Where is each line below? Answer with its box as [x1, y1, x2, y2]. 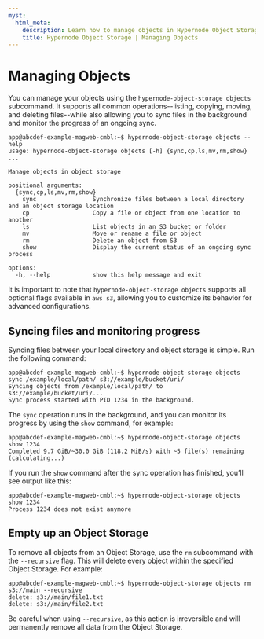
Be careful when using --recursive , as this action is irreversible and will [8, 614, 240, 623]
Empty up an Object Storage [8, 527, 149, 540]
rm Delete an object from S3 [22, 237, 178, 244]
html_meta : [15, 19, 51, 27]
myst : [8, 11, 26, 20]
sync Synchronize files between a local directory [22, 196, 244, 204]
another [8, 216, 34, 224]
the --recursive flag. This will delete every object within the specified [8, 556, 234, 565]
